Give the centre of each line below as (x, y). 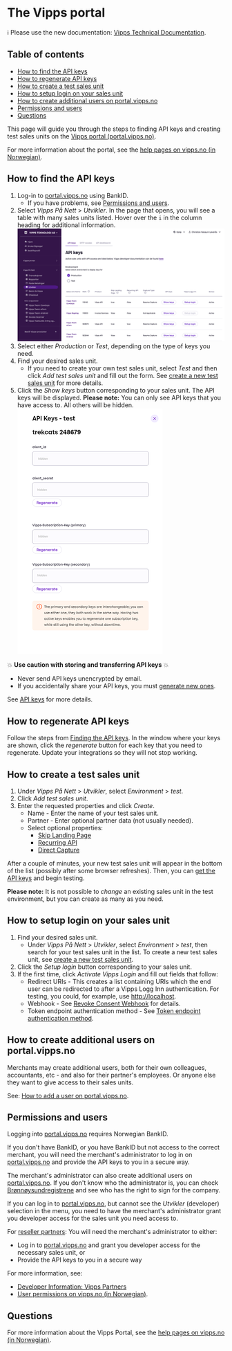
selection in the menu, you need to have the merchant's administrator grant (114, 1211)
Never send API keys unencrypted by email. (79, 679)
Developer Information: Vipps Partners (72, 1287)
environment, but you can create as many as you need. (85, 899)
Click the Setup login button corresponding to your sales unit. (104, 967)
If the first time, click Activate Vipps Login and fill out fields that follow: (118, 974)
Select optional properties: (65, 827)
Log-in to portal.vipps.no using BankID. (73, 195)
